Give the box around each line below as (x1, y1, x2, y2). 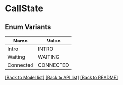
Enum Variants (5, 23, 51, 31)
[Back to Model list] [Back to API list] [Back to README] (5, 75, 118, 80)
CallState (5, 3, 43, 14)
